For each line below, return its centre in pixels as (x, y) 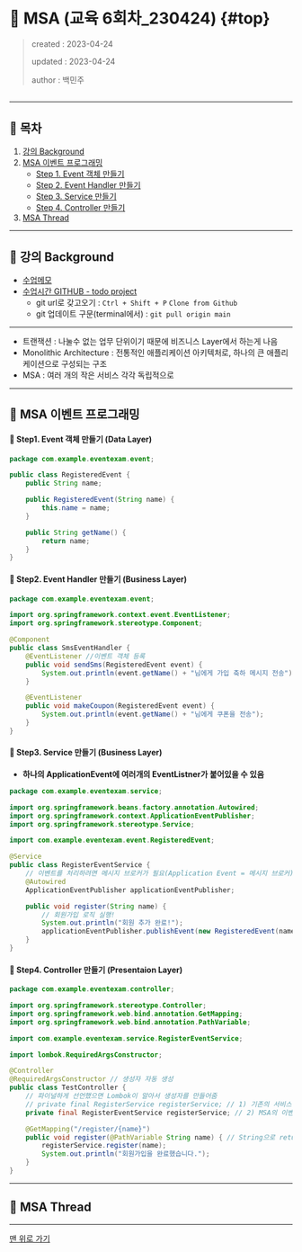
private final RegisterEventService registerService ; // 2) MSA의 (151, 1113)
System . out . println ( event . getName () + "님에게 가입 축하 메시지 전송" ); (169, 673)
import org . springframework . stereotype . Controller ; (108, 1006)
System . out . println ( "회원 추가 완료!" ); (113, 923)
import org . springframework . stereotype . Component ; (106, 623)
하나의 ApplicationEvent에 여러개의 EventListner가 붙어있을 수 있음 (143, 774)
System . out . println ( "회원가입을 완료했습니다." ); (126, 1154)
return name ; (66, 541)
